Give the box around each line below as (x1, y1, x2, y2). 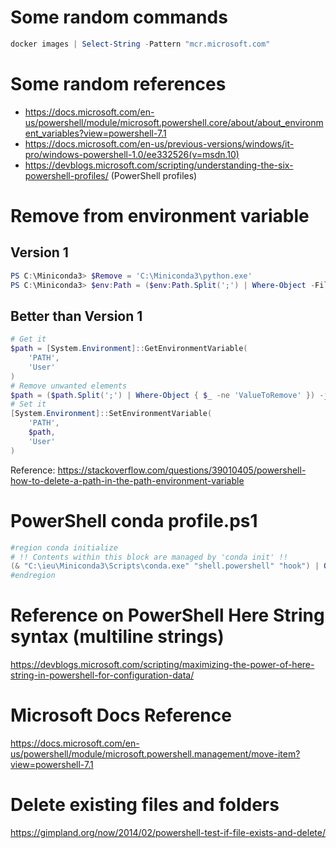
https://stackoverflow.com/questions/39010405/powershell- (57, 464, 307, 476)
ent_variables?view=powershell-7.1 (24, 127, 167, 139)
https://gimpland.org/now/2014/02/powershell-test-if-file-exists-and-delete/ (10, 826, 326, 838)
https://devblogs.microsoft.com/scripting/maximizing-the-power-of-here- (10, 659, 315, 671)
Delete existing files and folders (10, 794, 280, 816)
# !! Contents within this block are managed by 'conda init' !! (10, 552, 288, 562)
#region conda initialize (10, 542, 118, 553)
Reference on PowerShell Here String (10, 604, 325, 627)
